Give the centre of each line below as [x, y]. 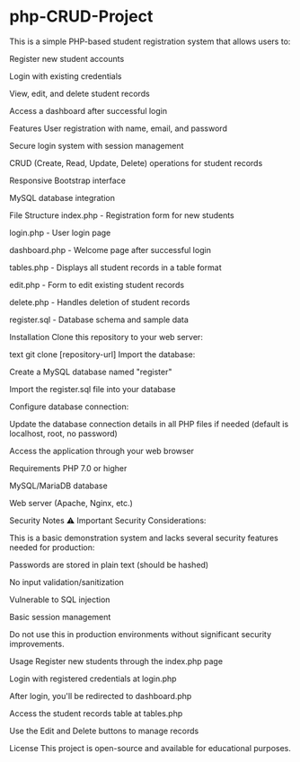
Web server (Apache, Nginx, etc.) [71, 503]
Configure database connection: [69, 407]
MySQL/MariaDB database [58, 486]
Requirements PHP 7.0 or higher [68, 468]
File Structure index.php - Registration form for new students [122, 215]
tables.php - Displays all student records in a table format [115, 267]
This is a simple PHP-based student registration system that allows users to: [150, 41]
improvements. [37, 644]
